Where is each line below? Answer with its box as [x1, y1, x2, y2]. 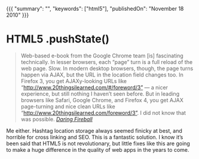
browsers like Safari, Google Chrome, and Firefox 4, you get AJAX [20, 96, 184, 103]
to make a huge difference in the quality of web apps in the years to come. [6, 146, 189, 153]
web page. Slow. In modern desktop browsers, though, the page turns [20, 65, 194, 72]
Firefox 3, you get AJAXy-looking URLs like [20, 77, 127, 84]
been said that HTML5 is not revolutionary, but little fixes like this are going [6, 140, 190, 147]
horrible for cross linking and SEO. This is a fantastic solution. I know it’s [6, 133, 183, 140]
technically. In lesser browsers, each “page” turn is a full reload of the [20, 58, 193, 65]
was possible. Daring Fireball [20, 115, 93, 123]
